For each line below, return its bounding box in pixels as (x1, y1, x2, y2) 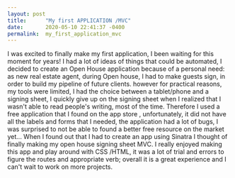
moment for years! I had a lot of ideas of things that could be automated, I (7, 57, 222, 66)
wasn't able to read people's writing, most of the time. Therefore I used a (7, 102, 221, 111)
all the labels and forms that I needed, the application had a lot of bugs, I (7, 118, 219, 126)
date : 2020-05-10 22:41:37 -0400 (7, 23, 125, 30)
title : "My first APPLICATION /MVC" (7, 17, 132, 24)
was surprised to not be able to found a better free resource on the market (7, 125, 224, 133)
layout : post (7, 10, 46, 18)
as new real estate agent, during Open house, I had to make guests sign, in (7, 72, 226, 81)
